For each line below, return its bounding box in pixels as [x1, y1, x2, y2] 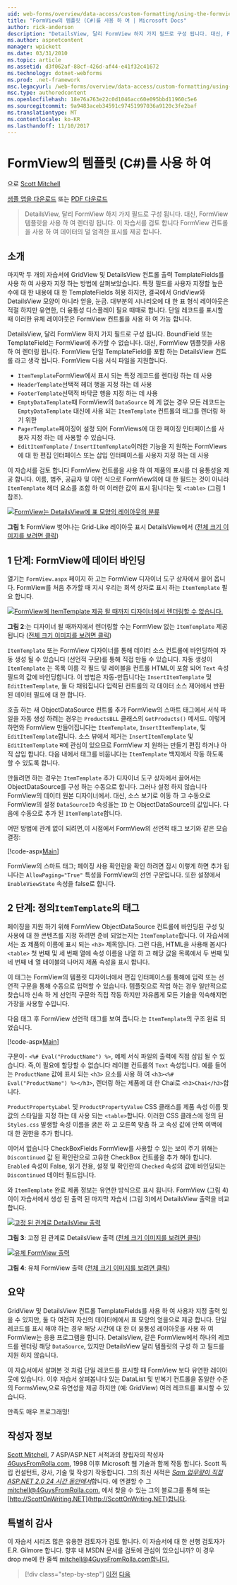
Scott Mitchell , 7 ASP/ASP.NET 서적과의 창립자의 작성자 [7, 1450, 164, 1459]
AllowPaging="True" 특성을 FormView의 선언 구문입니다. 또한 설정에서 [25, 870, 221, 879]
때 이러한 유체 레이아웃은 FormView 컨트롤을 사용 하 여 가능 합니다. [7, 314, 193, 323]
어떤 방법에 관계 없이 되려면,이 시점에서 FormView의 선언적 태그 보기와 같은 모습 [7, 824, 228, 833]
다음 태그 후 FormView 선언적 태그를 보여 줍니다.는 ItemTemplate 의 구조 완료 [7, 1014, 219, 1023]
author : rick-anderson [7, 23, 74, 30]
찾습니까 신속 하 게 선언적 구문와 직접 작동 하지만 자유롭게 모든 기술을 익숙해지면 [7, 990, 228, 999]
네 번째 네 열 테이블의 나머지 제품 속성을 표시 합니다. [7, 958, 150, 966]
